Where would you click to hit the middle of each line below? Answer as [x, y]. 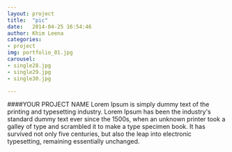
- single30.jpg [29, 78]
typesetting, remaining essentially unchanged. [74, 142]
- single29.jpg [29, 72]
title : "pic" [28, 20]
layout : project [31, 14]
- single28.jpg [29, 66]
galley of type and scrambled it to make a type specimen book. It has [106, 127]
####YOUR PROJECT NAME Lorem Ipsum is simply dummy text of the [108, 105]
